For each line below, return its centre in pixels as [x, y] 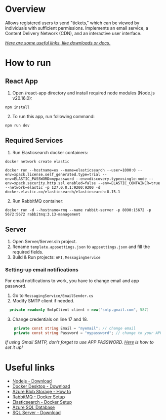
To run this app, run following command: [53, 116]
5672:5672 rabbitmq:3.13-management [43, 214]
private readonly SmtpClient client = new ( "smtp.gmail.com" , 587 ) [79, 310]
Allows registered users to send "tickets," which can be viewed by [72, 23]
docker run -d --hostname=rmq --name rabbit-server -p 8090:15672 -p [78, 210]
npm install [17, 107]
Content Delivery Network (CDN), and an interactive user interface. [73, 33]
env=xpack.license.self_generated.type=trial [53, 174]
